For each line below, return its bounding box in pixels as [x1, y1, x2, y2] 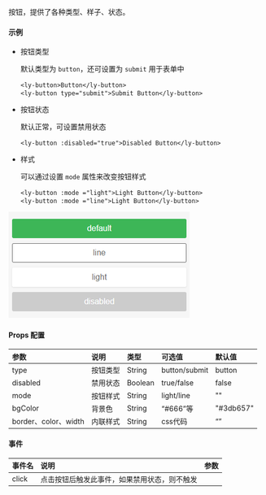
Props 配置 [8, 330, 45, 340]
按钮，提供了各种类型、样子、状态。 [8, 7, 130, 16]
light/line [161, 391, 191, 401]
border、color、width [11, 417, 85, 427]
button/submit [161, 365, 209, 375]
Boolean [126, 377, 155, 388]
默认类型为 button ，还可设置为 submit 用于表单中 [20, 64, 185, 74]
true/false [161, 377, 194, 388]
